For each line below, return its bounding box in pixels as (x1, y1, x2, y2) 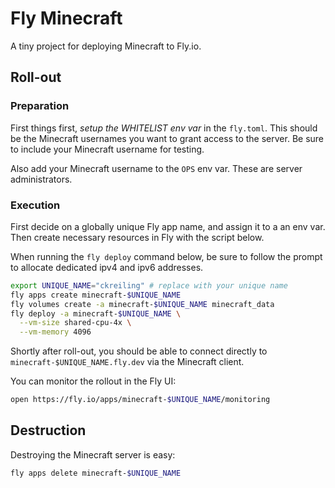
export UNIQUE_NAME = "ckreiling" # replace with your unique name (10, 280, 288, 291)
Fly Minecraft (10, 7, 123, 30)
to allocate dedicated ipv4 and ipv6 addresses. (10, 261, 204, 273)
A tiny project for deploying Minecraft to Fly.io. (10, 40, 202, 52)
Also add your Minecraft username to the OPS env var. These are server (10, 162, 303, 174)
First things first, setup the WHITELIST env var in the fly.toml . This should (10, 122, 318, 134)
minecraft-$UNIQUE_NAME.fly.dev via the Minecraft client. (10, 356, 245, 368)
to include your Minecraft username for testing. (10, 143, 205, 155)
